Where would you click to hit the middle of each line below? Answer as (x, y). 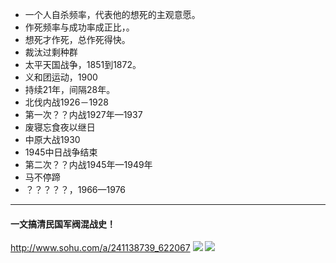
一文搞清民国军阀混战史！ (63, 224)
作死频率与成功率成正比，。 (79, 27)
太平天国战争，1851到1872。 (83, 64)
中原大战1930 (52, 139)
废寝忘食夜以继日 (60, 127)
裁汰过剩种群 (51, 52)
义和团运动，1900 (61, 77)
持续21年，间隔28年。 (70, 89)
